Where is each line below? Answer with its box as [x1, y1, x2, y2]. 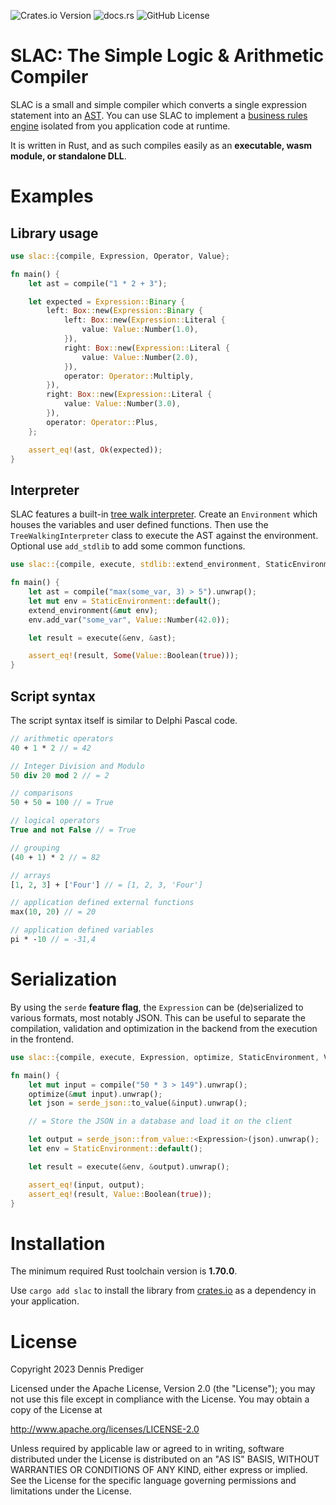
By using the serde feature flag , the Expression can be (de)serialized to [10, 1001, 304, 1013]
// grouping [10, 843, 60, 853]
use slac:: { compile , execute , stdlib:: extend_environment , [10, 560, 262, 570]
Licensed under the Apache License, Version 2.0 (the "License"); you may [10, 1383, 316, 1395]
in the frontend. [10, 1033, 74, 1045]
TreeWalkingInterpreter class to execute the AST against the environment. [10, 530, 319, 542]
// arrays [10, 870, 52, 880]
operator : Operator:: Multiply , [63, 371, 195, 381]
